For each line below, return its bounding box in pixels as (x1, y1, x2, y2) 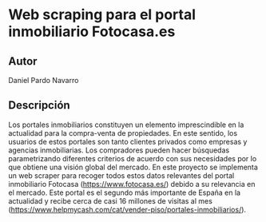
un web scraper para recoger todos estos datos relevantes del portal (8, 170, 235, 180)
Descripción (8, 98, 70, 113)
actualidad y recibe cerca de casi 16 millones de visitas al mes (8, 196, 213, 205)
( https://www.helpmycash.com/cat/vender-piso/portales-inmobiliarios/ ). (8, 204, 246, 214)
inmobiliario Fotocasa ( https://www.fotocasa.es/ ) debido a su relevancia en (8, 179, 256, 188)
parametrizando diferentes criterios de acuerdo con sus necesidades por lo (8, 153, 257, 163)
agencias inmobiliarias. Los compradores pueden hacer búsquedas (8, 145, 230, 155)
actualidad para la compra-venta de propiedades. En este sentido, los (8, 128, 238, 137)
